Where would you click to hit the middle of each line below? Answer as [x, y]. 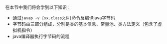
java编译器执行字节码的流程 [41, 36]
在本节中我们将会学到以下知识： [38, 7]
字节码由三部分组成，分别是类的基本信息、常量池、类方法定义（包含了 [85, 24]
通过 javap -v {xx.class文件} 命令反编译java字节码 [64, 18]
